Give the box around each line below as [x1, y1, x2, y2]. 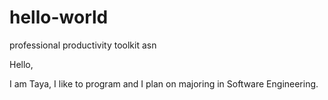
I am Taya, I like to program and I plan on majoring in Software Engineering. [9, 77, 319, 90]
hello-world [9, 6, 109, 29]
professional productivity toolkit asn [9, 39, 157, 51]
